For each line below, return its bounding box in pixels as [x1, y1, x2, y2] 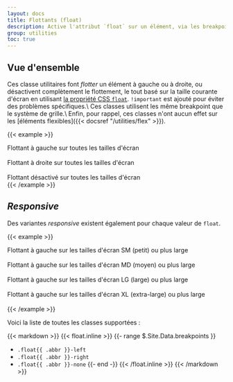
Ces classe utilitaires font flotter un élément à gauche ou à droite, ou [7, 80, 202, 88]
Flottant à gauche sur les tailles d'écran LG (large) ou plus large [7, 275, 189, 284]
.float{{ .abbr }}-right [17, 354, 89, 361]
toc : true [7, 36, 36, 43]
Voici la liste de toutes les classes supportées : [7, 318, 141, 327]
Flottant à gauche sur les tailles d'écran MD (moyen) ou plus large [7, 261, 196, 269]
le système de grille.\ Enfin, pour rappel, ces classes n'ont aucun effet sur [7, 109, 218, 118]
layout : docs [7, 10, 45, 17]
